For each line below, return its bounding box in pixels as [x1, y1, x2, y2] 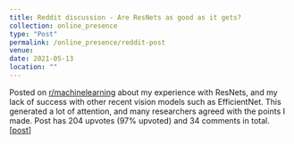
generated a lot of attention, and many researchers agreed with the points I [9, 106, 286, 116]
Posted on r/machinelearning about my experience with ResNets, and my [9, 86, 279, 98]
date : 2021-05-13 [9, 54, 74, 63]
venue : [9, 46, 34, 55]
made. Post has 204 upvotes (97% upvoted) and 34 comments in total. [9, 115, 270, 125]
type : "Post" [9, 29, 58, 38]
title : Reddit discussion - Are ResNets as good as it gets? [9, 12, 242, 22]
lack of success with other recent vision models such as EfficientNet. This [9, 96, 281, 107]
